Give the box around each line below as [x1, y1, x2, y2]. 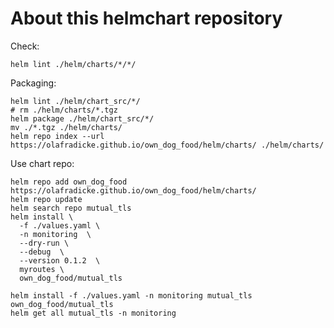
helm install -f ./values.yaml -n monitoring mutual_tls [10, 290, 253, 301]
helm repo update [10, 194, 83, 204]
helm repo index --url [10, 131, 105, 141]
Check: [10, 40, 40, 52]
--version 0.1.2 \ [19, 255, 101, 266]
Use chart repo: [10, 157, 75, 169]
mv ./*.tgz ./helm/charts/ [10, 122, 123, 132]
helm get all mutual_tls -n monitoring [10, 308, 177, 318]
